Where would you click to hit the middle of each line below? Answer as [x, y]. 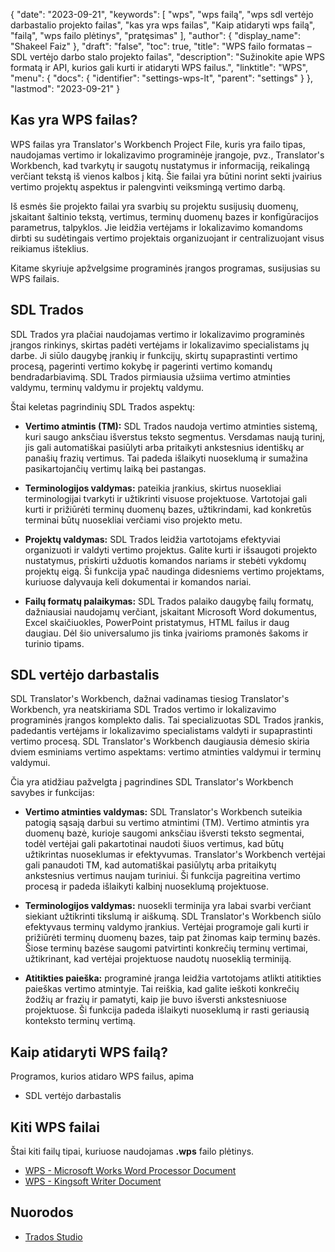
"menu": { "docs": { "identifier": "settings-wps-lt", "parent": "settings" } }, [161, 78]
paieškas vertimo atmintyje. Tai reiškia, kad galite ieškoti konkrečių [162, 989]
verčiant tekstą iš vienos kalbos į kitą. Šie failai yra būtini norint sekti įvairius [166, 176]
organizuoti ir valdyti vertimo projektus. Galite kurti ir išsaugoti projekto [171, 550]
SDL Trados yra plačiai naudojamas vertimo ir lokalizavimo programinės [157, 334]
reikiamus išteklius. [49, 248]
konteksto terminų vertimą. [80, 1021]
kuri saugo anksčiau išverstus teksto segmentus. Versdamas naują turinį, [175, 436]
